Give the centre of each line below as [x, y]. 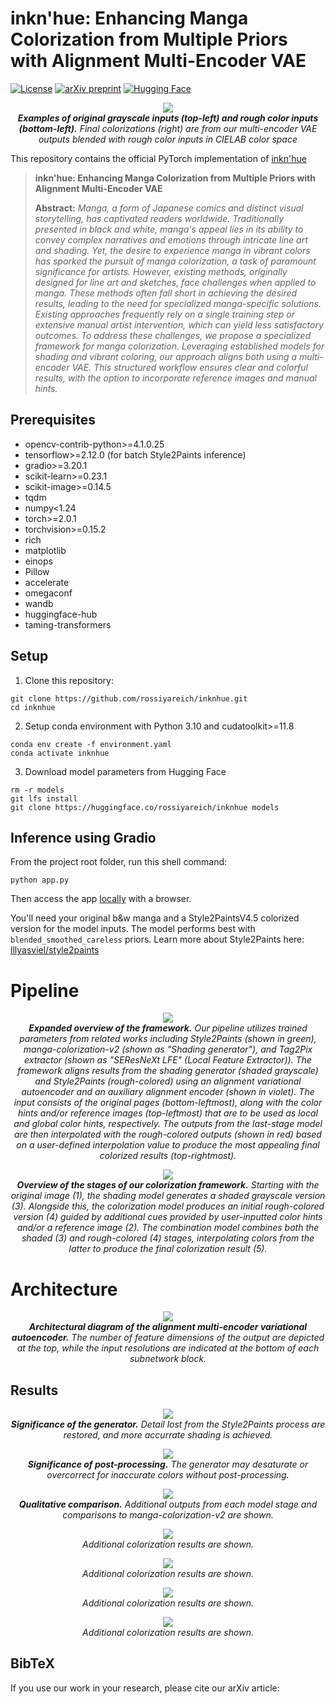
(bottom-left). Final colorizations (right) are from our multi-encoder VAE [168, 128]
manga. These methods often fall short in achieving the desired [166, 293]
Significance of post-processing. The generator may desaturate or [168, 1464]
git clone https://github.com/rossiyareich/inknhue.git [129, 698]
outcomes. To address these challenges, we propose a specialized [173, 335]
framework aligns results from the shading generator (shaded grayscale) [168, 1071]
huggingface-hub [61, 614]
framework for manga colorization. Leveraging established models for [179, 346]
